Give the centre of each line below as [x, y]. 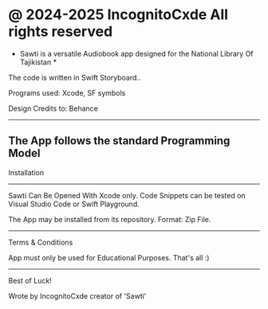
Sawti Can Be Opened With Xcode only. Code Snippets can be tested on [127, 195]
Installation [26, 172]
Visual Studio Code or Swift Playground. [74, 204]
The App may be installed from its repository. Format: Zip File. [110, 219]
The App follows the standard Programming [119, 141]
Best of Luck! [30, 280]
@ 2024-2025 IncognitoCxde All [118, 15]
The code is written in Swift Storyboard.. [75, 77]
